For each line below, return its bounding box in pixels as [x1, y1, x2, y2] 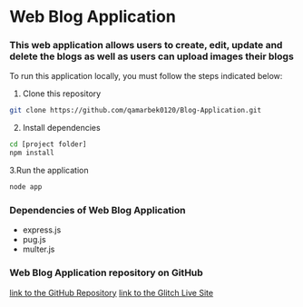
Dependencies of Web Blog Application [9, 203, 186, 216]
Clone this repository [22, 88, 102, 99]
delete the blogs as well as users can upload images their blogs [9, 50, 295, 63]
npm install [9, 148, 54, 158]
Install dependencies [22, 123, 102, 134]
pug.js [22, 234, 47, 245]
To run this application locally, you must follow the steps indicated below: [9, 71, 283, 82]
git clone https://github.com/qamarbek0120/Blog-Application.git [9, 106, 261, 115]
